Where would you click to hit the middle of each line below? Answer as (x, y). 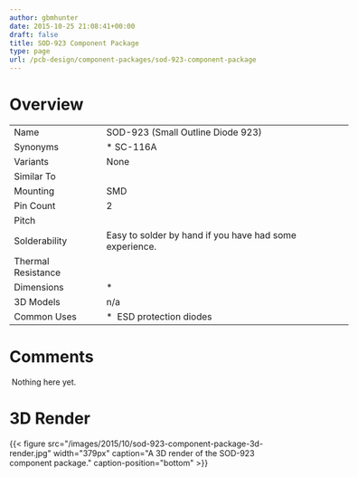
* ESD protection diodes (159, 316)
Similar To (35, 176)
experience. (132, 246)
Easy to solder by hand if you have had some (201, 234)
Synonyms (36, 147)
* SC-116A (132, 147)
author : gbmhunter (44, 18)
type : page (30, 52)
